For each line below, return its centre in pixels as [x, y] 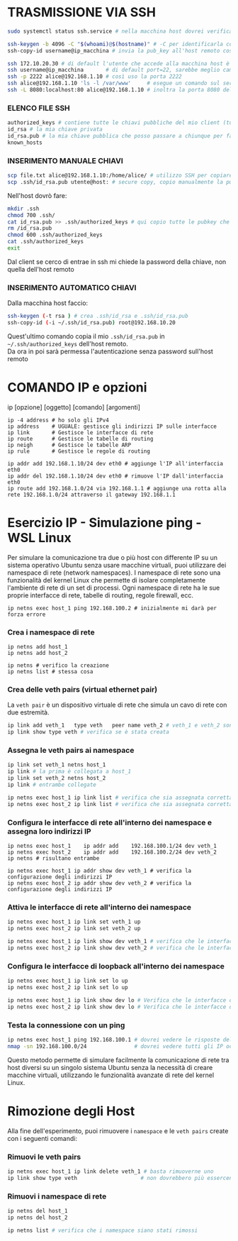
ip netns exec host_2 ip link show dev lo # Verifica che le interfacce [117, 1007]
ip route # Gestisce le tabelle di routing [80, 439]
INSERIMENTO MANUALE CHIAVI [66, 160]
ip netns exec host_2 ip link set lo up [68, 987]
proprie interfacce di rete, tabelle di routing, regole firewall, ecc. [100, 595]
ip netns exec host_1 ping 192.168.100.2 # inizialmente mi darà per [112, 608]
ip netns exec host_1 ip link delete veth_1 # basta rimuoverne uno [110, 1171]
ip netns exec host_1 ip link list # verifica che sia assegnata [106, 798]
